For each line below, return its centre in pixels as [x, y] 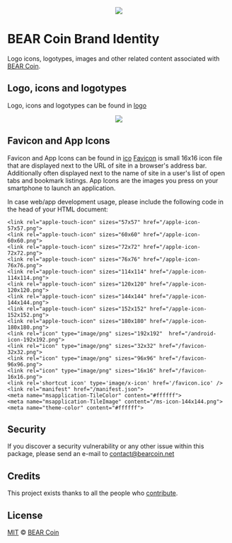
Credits [24, 476]
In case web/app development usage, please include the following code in [116, 202]
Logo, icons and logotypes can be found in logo [77, 105]
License [25, 515]
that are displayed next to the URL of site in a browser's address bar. [107, 165]
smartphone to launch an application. [62, 188]
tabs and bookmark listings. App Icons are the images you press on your [113, 180]
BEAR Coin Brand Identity [83, 39]
